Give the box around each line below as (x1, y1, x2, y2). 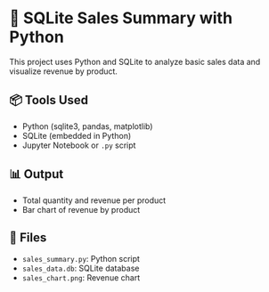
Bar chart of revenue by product (21, 204, 141, 215)
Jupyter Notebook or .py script (21, 140, 136, 150)
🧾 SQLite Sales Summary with (9, 8, 233, 28)
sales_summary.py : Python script (21, 254, 141, 264)
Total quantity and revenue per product (21, 195, 167, 206)
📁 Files (9, 230, 47, 245)
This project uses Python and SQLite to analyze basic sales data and (9, 56, 261, 67)
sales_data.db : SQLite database (21, 263, 140, 274)
